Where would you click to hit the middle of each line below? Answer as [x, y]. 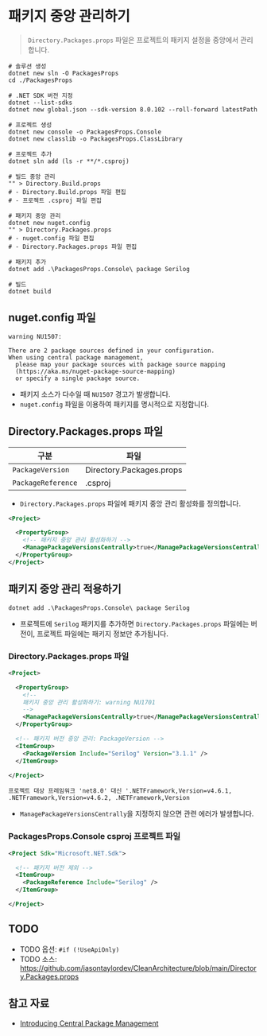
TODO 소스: [38, 959]
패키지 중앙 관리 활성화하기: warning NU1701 [89, 702]
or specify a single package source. [78, 378]
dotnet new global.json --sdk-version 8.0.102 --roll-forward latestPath [133, 109]
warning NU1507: [35, 336]
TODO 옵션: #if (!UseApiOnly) [70, 949]
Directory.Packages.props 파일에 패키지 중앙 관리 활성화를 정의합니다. [130, 503]
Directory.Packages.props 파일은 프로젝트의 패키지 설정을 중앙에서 [133, 40]
